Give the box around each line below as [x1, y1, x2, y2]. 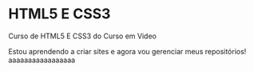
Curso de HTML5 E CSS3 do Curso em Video [8, 31, 157, 41]
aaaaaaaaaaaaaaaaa [8, 55, 76, 65]
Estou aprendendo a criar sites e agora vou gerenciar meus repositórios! [8, 46, 247, 56]
